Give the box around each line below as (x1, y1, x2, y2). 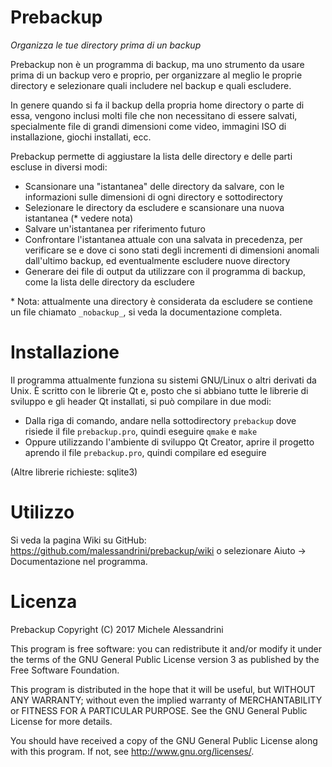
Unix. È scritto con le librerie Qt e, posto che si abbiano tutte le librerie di (10, 384, 309, 396)
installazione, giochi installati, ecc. (10, 131, 152, 143)
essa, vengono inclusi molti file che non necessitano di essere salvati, (10, 109, 298, 121)
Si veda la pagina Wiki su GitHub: (10, 534, 147, 546)
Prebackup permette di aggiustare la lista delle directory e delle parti (10, 150, 293, 162)
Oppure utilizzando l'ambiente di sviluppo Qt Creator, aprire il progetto (24, 436, 315, 448)
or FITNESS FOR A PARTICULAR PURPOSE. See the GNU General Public (10, 704, 308, 716)
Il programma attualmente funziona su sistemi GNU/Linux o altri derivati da (10, 374, 317, 386)
